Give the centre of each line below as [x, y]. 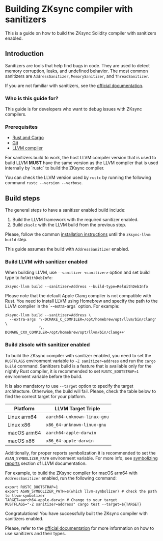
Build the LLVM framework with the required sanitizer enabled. [75, 220]
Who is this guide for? [32, 98]
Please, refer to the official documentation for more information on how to [80, 528]
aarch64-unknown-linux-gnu [77, 417]
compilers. [16, 114]
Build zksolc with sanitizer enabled [47, 345]
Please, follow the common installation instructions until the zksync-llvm [78, 234]
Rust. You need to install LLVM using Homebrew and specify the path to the [81, 301]
